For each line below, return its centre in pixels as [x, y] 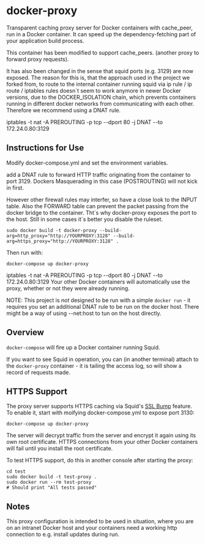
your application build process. [45, 41]
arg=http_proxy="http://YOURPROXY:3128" [59, 236]
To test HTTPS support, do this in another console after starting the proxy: [100, 460]
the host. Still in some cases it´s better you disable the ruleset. [85, 219]
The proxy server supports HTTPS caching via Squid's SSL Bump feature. [99, 406]
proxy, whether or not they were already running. [68, 288]
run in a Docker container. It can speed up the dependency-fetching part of [101, 34]
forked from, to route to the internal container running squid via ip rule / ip [99, 84]
